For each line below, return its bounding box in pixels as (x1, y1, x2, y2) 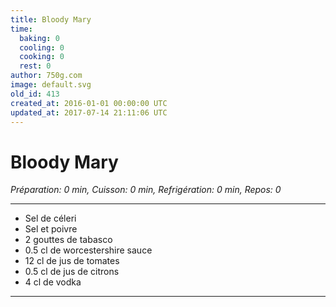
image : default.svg (10, 80, 92, 90)
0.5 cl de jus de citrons (24, 266, 120, 278)
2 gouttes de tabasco (24, 234, 113, 246)
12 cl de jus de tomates (24, 255, 120, 267)
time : (10, 24, 33, 34)
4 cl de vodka (24, 276, 82, 288)
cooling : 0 (19, 42, 65, 53)
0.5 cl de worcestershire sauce (24, 244, 153, 256)
